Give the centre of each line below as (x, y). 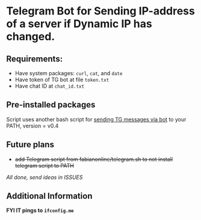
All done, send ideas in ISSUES (45, 177)
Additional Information (49, 196)
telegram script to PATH (44, 165)
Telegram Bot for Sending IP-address (101, 11)
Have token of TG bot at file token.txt (62, 80)
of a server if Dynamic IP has (79, 24)
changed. (31, 37)
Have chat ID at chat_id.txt (50, 86)
